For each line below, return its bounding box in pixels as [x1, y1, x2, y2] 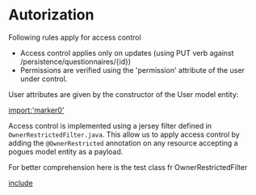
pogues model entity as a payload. [8, 146, 124, 156]
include [8, 178, 34, 188]
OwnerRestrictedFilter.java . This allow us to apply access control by [8, 129, 240, 139]
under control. [19, 74, 68, 83]
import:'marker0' [8, 105, 65, 115]
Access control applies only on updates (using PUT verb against [19, 48, 234, 57]
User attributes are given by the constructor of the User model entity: [8, 89, 239, 99]
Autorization [8, 6, 94, 24]
